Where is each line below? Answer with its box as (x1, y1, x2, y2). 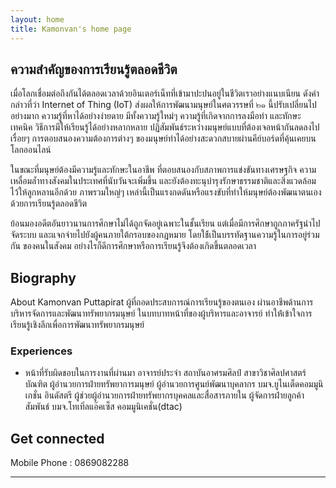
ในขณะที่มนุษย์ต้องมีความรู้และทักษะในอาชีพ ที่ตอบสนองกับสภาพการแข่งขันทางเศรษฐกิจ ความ (10, 164, 317, 176)
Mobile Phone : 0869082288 (10, 457, 130, 469)
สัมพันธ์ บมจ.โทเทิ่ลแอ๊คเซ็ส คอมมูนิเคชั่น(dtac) (24, 401, 183, 413)
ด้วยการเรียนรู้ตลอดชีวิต (10, 197, 88, 210)
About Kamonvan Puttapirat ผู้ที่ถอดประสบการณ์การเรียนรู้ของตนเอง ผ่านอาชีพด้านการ (10, 296, 314, 308)
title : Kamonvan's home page (10, 24, 132, 34)
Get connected (10, 430, 105, 447)
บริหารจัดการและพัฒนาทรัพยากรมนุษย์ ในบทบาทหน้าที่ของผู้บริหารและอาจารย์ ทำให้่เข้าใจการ (10, 307, 313, 320)
